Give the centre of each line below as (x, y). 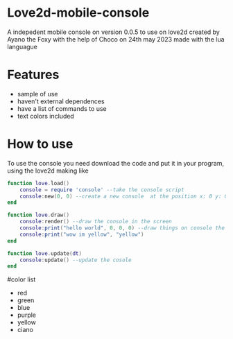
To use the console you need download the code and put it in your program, (116, 163)
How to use (40, 144)
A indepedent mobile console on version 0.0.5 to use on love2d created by (113, 32)
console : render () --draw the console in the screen (96, 222)
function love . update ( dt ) (44, 253)
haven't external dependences (61, 101)
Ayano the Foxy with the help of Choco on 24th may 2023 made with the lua (116, 39)
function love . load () (38, 183)
